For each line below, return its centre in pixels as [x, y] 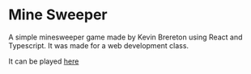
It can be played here [44, 61]
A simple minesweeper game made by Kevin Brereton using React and [125, 37]
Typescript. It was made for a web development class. [98, 45]
